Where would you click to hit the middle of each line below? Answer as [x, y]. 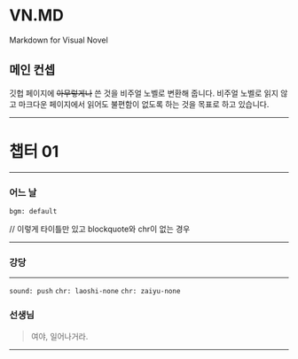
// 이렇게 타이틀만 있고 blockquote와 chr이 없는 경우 [100, 229]
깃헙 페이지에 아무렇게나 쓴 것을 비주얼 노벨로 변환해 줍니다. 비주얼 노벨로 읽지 [144, 93]
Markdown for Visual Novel [59, 40]
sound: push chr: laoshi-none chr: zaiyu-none [95, 292]
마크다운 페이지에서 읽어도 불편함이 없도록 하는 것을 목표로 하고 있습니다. [144, 104]
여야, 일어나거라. [59, 336]
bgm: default [33, 211]
